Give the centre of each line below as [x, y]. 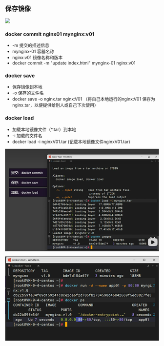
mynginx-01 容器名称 [33, 51]
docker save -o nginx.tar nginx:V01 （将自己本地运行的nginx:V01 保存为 [83, 99]
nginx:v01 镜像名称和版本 [37, 58]
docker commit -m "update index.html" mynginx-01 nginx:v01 [74, 63]
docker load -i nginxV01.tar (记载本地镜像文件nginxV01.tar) [71, 142]
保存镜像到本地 [27, 87]
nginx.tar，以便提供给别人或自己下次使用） [55, 105]
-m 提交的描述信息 [31, 45]
